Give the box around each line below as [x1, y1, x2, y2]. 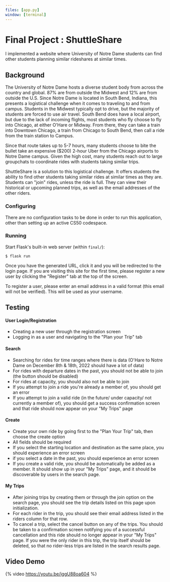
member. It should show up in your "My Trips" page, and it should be [12, 466, 156, 472]
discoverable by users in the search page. [12, 471, 100, 477]
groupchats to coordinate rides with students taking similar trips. [5, 159, 140, 165]
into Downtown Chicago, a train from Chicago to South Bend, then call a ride [5, 127, 164, 133]
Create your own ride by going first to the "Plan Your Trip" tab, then [12, 428, 153, 434]
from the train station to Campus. [5, 133, 74, 139]
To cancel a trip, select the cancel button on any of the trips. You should [12, 521, 163, 527]
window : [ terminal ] [5, 12, 47, 17]
